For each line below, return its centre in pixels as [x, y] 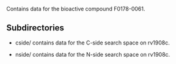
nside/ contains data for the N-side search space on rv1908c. [93, 54]
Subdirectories [35, 28]
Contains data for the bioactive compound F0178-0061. [76, 9]
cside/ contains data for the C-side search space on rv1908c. [92, 43]
